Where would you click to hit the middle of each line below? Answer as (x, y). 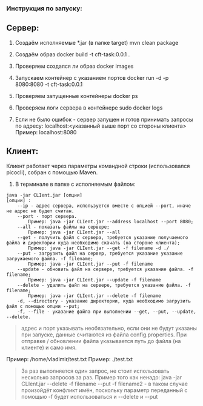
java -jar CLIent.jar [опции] (45, 195)
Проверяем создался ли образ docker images (74, 66)
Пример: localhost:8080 (46, 132)
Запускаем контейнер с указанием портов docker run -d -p (92, 77)
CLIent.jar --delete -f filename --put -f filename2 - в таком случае (104, 384)
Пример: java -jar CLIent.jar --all (74, 232)
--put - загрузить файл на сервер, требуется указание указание (100, 253)
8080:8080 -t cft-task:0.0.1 (49, 84)
